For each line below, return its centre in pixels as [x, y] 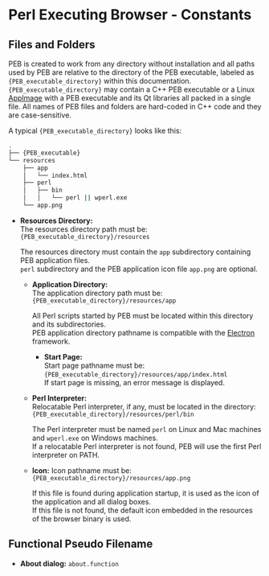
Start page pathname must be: [94, 365]
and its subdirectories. [69, 324]
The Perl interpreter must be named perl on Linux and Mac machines [147, 429]
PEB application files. [55, 260]
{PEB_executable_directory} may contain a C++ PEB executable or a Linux [132, 89]
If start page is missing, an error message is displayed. [134, 382]
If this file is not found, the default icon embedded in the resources [142, 510]
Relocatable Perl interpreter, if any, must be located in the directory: [144, 406]
